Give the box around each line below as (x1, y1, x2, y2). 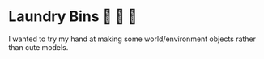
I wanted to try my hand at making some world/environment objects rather (8, 34, 257, 44)
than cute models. (8, 42, 69, 52)
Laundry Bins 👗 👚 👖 (8, 7, 138, 26)
